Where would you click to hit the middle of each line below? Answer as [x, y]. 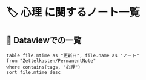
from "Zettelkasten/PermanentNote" [51, 61]
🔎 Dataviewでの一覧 [44, 40]
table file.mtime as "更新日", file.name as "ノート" [73, 55]
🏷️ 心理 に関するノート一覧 [73, 12]
